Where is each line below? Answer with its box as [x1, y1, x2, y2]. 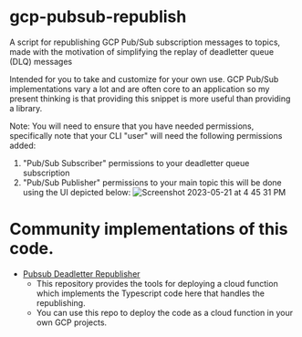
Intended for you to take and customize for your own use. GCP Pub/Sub [9, 73, 279, 84]
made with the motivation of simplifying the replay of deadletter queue [9, 46, 275, 57]
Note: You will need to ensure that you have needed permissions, [9, 121, 255, 132]
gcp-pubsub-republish [9, 6, 187, 27]
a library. [9, 102, 43, 113]
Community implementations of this [9, 219, 288, 239]
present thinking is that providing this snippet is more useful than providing [9, 93, 291, 104]
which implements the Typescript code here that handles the [36, 288, 265, 299]
